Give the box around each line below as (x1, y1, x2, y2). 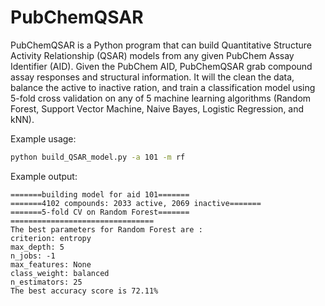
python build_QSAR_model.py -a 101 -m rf (10, 152, 186, 162)
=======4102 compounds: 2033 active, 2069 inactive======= (10, 198, 262, 208)
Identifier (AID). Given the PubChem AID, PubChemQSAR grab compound (10, 60, 313, 72)
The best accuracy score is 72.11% (10, 286, 159, 296)
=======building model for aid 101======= (10, 189, 190, 200)
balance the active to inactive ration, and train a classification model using (10, 81, 316, 93)
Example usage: (10, 132, 77, 145)
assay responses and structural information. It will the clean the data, (10, 71, 295, 83)
